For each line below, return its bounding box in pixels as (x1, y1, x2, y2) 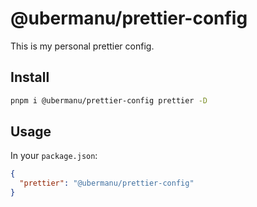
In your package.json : (10, 150, 98, 162)
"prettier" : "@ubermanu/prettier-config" (19, 178, 195, 189)
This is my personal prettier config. (10, 40, 155, 52)
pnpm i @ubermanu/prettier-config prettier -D (10, 95, 208, 106)
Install (10, 69, 50, 86)
